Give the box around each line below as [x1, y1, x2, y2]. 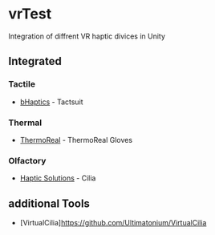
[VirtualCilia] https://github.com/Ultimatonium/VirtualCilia [19, 218, 207, 228]
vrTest [8, 5, 52, 23]
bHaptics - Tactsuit [19, 97, 83, 107]
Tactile [8, 79, 36, 90]
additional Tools [8, 197, 91, 210]
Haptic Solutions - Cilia [19, 173, 96, 183]
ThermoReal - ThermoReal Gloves [19, 135, 133, 144]
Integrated [8, 55, 62, 68]
